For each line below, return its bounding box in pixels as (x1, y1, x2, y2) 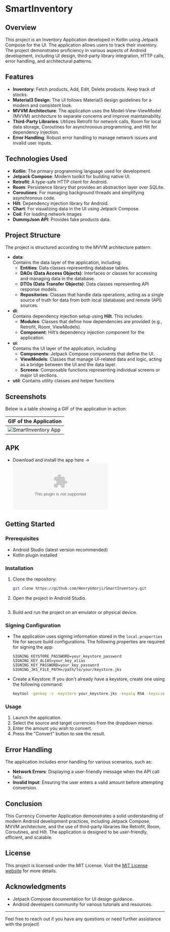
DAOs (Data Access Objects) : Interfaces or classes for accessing (20, 270, 158, 276)
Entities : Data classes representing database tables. (20, 265, 130, 271)
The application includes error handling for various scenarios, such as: (5, 759, 153, 765)
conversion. (12, 785, 37, 791)
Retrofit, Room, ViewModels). (20, 324, 81, 330)
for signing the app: (12, 644, 54, 650)
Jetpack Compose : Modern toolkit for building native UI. (12, 173, 131, 180)
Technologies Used (5, 155, 67, 163)
